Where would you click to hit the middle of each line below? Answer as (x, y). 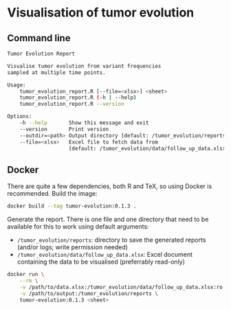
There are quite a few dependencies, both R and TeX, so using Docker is (110, 186)
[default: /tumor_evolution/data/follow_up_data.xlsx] (148, 148)
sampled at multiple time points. (57, 72)
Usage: (16, 85)
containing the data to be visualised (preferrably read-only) (101, 262)
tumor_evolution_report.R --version (72, 104)
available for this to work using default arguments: (78, 227)
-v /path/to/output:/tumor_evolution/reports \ (89, 293)
